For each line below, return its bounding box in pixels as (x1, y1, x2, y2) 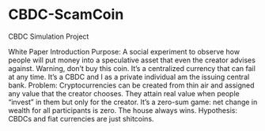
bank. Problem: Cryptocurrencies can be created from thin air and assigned (8, 80, 255, 90)
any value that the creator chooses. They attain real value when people (8, 88, 240, 98)
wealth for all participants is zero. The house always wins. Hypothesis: (8, 105, 237, 115)
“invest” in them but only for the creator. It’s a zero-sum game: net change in (8, 97, 258, 107)
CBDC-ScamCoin (8, 6, 124, 24)
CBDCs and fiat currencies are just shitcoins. (8, 114, 154, 123)
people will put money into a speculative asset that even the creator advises (8, 55, 256, 65)
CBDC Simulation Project (8, 32, 89, 41)
